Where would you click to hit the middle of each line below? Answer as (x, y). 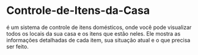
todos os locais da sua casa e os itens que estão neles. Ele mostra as (94, 33)
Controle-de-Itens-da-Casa (78, 11)
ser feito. (17, 47)
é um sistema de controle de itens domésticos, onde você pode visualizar (99, 27)
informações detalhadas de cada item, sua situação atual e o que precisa (98, 40)
